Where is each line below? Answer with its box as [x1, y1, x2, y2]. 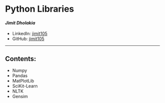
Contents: [5, 55, 36, 63]
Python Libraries [5, 3, 75, 15]
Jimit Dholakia [5, 20, 35, 25]
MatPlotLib [12, 78, 34, 84]
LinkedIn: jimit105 [12, 31, 48, 37]
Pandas [12, 73, 28, 79]
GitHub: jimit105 [12, 36, 45, 42]
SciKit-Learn [12, 83, 38, 89]
